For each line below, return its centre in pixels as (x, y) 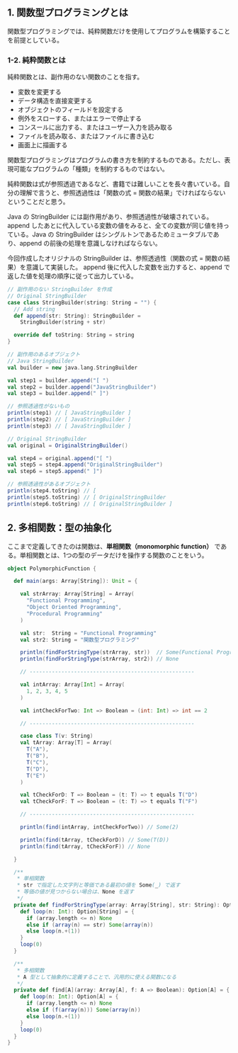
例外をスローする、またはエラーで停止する (79, 118)
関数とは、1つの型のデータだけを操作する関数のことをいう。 (120, 555)
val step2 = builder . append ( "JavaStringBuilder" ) (82, 387)
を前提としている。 (35, 40)
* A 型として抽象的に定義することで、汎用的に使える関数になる (97, 977)
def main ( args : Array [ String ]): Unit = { (76, 581)
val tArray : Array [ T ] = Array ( (66, 743)
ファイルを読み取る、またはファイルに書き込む (86, 136)
